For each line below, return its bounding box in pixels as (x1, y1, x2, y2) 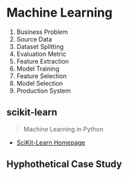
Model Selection (16, 79, 63, 87)
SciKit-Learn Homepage (16, 138, 86, 147)
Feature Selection (16, 71, 67, 80)
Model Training (16, 64, 60, 73)
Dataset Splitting (16, 42, 64, 50)
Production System (16, 86, 71, 95)
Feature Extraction (16, 57, 70, 65)
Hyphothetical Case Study (6, 158, 122, 170)
